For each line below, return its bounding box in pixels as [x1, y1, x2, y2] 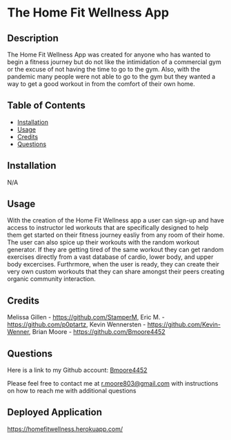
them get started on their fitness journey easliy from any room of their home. [7, 231, 225, 239]
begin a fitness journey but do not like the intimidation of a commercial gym [7, 58, 222, 66]
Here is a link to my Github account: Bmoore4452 [7, 366, 148, 375]
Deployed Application [7, 406, 102, 418]
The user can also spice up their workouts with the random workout [7, 238, 200, 247]
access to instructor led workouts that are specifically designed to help [7, 224, 209, 232]
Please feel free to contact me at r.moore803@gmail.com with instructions [7, 379, 219, 388]
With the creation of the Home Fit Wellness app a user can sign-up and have [7, 216, 224, 224]
